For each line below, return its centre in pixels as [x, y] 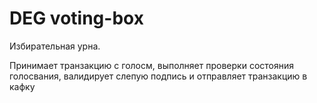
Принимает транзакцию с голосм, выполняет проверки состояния [151, 65]
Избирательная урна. [55, 46]
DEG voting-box [76, 18]
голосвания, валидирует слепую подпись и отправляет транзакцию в [158, 76]
